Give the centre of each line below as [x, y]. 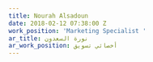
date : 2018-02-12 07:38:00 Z [57, 23]
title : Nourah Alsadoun [49, 16]
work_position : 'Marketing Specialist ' [78, 31]
